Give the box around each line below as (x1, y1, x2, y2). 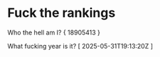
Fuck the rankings (7, 5, 116, 21)
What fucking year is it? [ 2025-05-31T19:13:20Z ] (7, 42, 154, 50)
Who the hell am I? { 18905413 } (7, 28, 101, 37)
